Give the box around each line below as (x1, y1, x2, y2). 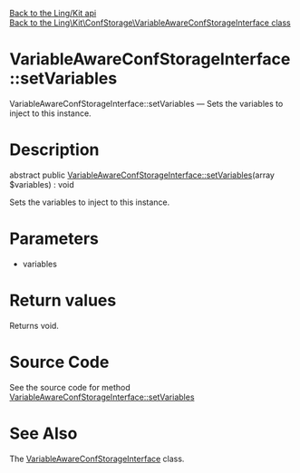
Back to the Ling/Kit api (9, 8, 97, 18)
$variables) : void (9, 179, 74, 189)
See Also (9, 423, 78, 443)
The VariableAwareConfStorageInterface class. (9, 453, 185, 464)
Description (9, 140, 100, 160)
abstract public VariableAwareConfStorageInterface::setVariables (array (9, 169, 275, 180)
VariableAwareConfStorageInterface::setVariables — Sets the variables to (9, 98, 284, 109)
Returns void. (9, 320, 59, 331)
